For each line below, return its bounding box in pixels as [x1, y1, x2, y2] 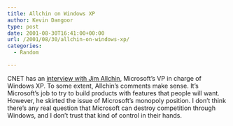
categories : [7, 42, 42, 49]
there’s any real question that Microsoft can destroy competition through [7, 104, 216, 112]
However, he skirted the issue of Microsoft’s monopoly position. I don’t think [7, 96, 226, 104]
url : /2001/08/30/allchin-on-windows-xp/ [7, 36, 130, 43]
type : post [7, 23, 39, 30]
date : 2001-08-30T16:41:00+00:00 [7, 29, 105, 37]
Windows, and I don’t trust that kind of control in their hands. [7, 111, 182, 119]
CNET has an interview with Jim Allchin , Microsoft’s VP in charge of [7, 74, 202, 82]
